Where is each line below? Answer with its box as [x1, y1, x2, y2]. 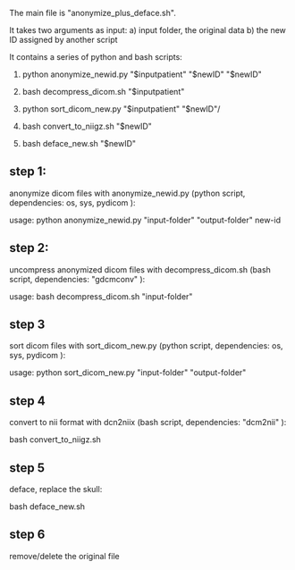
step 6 [9, 527, 46, 542]
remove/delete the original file [9, 550, 120, 561]
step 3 [9, 317, 46, 332]
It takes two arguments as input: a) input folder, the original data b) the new [9, 25, 286, 35]
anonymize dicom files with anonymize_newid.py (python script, [9, 188, 246, 198]
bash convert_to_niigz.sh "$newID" [21, 121, 152, 131]
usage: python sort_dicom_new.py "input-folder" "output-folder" [9, 367, 247, 378]
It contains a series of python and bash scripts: [9, 52, 183, 62]
